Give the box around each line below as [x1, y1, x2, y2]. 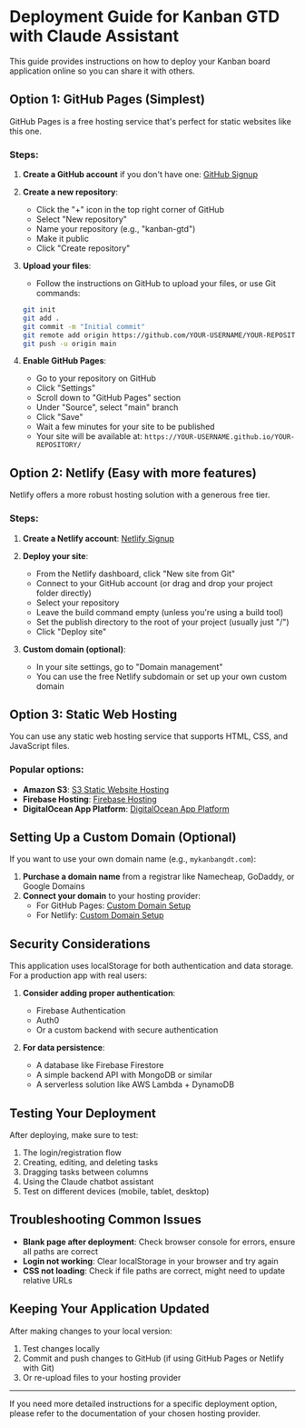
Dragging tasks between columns [22, 1166, 149, 1178]
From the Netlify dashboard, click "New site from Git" [35, 568, 236, 579]
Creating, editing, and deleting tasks [22, 1157, 159, 1168]
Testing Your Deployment [9, 1105, 157, 1121]
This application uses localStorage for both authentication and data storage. [9, 961, 294, 972]
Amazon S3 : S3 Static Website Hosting [22, 784, 170, 794]
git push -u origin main [22, 339, 117, 348]
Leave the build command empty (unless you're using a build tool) [35, 606, 284, 617]
